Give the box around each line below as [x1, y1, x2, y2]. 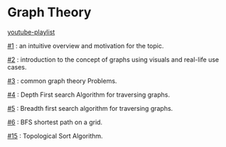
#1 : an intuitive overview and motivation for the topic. [7, 41, 164, 50]
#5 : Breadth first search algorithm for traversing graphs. [7, 104, 173, 112]
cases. [7, 62, 27, 71]
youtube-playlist [7, 28, 55, 36]
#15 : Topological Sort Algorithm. [7, 131, 103, 140]
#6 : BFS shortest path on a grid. [7, 118, 103, 126]
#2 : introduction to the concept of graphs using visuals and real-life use [7, 55, 219, 64]
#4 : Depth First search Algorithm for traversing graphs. [7, 90, 171, 99]
